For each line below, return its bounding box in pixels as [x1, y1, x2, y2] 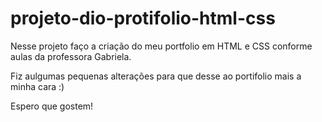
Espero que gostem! [10, 100, 94, 112]
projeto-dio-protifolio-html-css [10, 7, 276, 30]
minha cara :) [10, 80, 65, 92]
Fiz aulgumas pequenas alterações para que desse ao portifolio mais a [10, 70, 302, 82]
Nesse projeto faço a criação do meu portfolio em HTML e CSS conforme [10, 40, 313, 52]
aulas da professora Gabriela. [10, 50, 132, 62]
